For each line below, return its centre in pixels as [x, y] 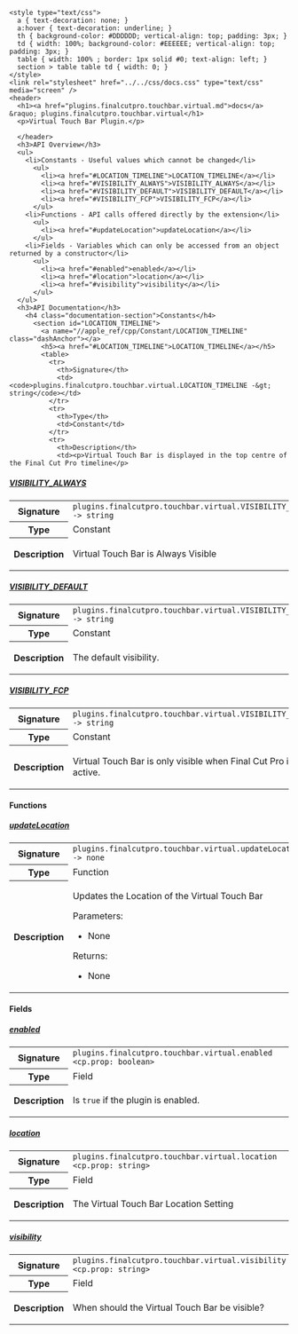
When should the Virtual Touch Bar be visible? [168, 1307]
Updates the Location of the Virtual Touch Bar [168, 896]
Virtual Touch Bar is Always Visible [145, 553]
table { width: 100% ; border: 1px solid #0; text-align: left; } [142, 59]
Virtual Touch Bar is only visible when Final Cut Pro [178, 761]
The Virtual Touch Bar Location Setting [153, 1204]
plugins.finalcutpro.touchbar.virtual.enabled [173, 1053]
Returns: [90, 956]
